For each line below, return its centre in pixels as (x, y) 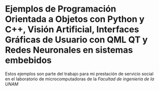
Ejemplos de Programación (60, 9)
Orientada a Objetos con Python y (75, 19)
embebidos (29, 60)
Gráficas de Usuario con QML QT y (76, 40)
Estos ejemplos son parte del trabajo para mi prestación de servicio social (79, 74)
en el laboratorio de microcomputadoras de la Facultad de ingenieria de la (80, 79)
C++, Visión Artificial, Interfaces (72, 30)
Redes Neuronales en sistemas (69, 50)
